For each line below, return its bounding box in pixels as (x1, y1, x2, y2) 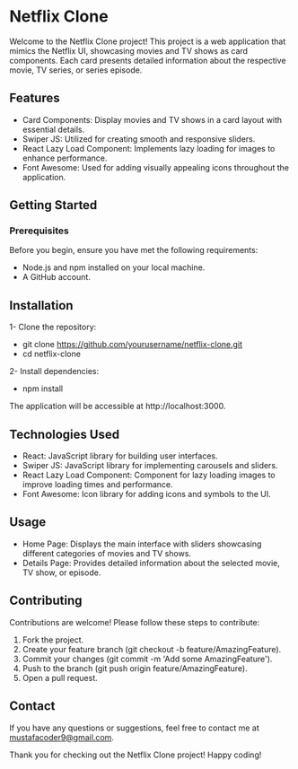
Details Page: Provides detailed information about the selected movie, (22, 557, 280, 568)
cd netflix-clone (22, 348, 81, 360)
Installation (9, 298, 74, 313)
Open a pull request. (22, 672, 99, 683)
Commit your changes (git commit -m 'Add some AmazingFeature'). (22, 653, 273, 664)
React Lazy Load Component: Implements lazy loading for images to (22, 143, 276, 153)
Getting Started (9, 197, 98, 213)
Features (9, 91, 60, 106)
